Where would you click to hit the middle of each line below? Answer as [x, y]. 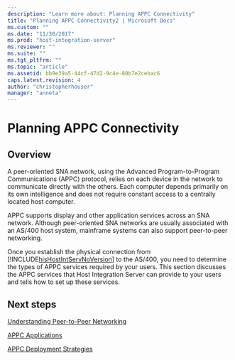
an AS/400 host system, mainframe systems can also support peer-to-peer [117, 231]
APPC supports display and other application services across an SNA [109, 216]
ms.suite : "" [27, 54]
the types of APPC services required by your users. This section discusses [117, 267]
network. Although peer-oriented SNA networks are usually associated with [118, 223]
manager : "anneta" [34, 93]
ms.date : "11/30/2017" [41, 34]
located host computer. [42, 202]
